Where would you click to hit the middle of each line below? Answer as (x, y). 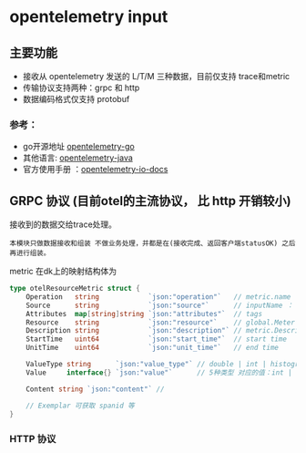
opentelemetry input (89, 17)
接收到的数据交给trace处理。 (63, 224)
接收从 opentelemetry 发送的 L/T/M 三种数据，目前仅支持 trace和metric (156, 76)
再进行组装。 (30, 253)
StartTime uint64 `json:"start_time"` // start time (156, 339)
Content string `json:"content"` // (96, 389)
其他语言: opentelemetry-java (78, 158)
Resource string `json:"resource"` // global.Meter (161, 322)
